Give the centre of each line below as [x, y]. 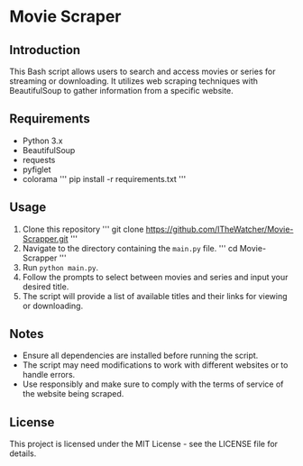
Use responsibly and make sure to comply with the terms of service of [153, 384]
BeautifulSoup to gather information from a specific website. [122, 91]
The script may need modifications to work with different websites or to [155, 365]
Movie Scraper [65, 17]
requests [39, 160]
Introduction [45, 50]
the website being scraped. [73, 394]
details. [23, 453]
